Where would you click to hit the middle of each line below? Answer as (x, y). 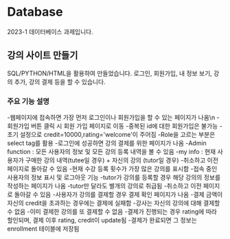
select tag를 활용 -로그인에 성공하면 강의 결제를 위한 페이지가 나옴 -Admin (107, 143)
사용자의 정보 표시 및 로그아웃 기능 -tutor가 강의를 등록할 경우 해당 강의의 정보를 (114, 177)
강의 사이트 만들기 (43, 55)
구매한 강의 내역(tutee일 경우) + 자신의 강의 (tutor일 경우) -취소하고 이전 (122, 160)
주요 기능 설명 (28, 101)
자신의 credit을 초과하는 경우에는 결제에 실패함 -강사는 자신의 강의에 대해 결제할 (114, 203)
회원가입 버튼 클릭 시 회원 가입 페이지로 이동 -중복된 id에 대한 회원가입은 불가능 (113, 126)
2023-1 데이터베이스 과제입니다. (50, 32)
